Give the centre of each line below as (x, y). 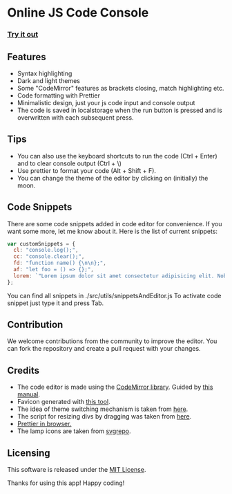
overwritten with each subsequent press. (75, 117)
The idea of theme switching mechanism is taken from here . (103, 409)
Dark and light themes (49, 80)
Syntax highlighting (45, 73)
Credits (23, 370)
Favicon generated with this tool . (64, 402)
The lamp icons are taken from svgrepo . (74, 431)
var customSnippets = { (41, 244)
